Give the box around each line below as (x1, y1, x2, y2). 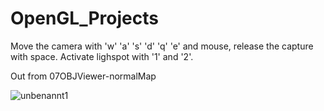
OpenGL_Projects (10, 7, 159, 30)
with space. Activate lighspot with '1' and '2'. (10, 50, 194, 62)
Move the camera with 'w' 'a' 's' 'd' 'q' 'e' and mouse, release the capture (10, 40, 314, 52)
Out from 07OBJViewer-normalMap (10, 70, 157, 82)
